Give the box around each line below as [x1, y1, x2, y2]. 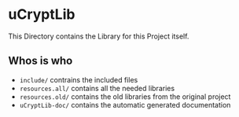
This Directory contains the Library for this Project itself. [8, 31, 189, 41]
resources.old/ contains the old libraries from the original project [19, 92, 231, 101]
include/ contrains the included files [19, 75, 138, 84]
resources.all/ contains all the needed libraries [19, 83, 175, 93]
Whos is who [8, 54, 73, 68]
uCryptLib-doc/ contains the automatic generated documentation [19, 100, 231, 109]
